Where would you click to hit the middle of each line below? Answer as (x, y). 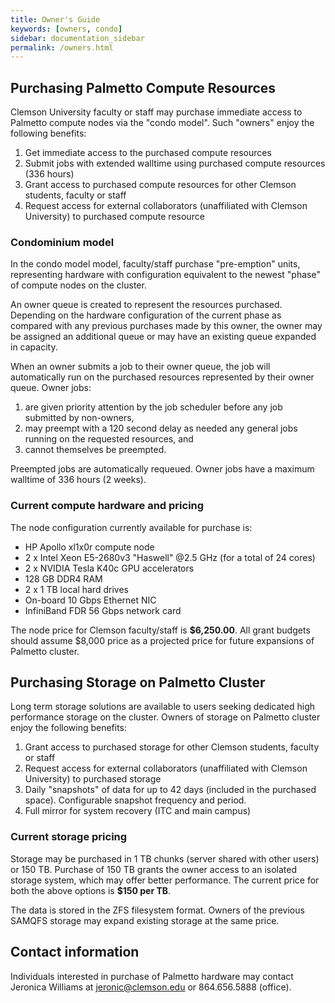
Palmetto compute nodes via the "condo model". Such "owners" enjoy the (162, 123)
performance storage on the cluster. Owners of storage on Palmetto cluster (165, 717)
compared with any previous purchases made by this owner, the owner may (166, 326)
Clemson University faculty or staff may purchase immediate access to (156, 112)
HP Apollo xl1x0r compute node (89, 547)
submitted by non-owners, (79, 418)
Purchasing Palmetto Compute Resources (143, 87)
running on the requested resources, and (109, 439)
